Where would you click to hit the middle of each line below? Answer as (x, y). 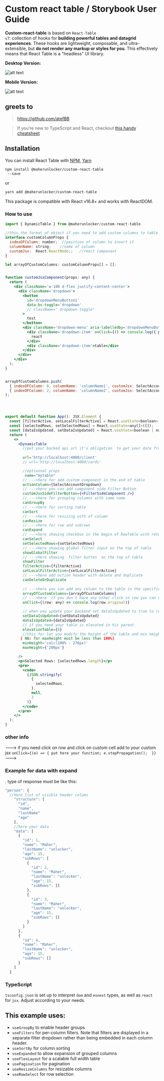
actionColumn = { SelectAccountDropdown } (62, 484)
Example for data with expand (41, 771)
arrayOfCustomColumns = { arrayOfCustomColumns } (70, 593)
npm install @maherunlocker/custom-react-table (54, 169)
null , (37, 693)
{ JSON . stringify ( (44, 675)
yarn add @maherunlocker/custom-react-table (51, 192)
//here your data (31, 827)
